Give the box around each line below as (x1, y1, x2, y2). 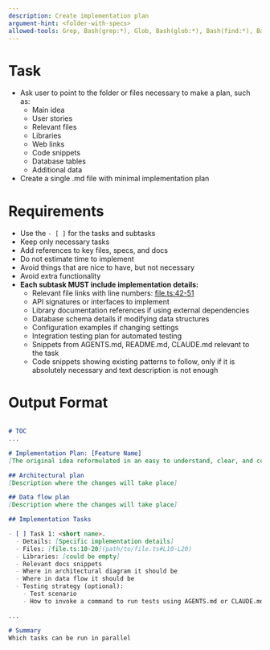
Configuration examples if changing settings (31, 323, 179, 333)
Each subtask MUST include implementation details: (19, 279, 199, 290)
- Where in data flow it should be (15, 575, 135, 583)
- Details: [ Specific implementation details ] (15, 537, 174, 545)
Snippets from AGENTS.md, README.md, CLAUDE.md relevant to (31, 340, 250, 350)
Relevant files (31, 122, 77, 132)
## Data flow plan (8, 493, 70, 502)
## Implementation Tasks (8, 515, 92, 524)
